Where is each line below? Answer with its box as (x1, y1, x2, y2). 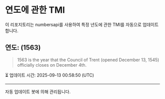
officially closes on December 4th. (17, 62, 87, 68)
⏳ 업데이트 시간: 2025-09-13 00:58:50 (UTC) (5, 72, 94, 78)
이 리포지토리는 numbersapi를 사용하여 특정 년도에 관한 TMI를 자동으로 (5, 22, 142, 27)
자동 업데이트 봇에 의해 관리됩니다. (5, 89, 71, 95)
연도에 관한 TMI (5, 4, 65, 16)
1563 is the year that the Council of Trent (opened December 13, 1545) (17, 57, 160, 63)
